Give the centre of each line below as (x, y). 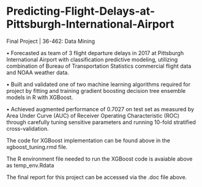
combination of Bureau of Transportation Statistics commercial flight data (99, 66)
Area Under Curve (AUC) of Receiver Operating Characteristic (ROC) (93, 116)
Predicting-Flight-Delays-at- (80, 11)
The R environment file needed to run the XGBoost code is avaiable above (99, 159)
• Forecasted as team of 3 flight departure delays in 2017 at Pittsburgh (95, 53)
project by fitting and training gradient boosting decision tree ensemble (96, 90)
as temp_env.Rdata (30, 165)
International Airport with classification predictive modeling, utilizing (92, 59)
